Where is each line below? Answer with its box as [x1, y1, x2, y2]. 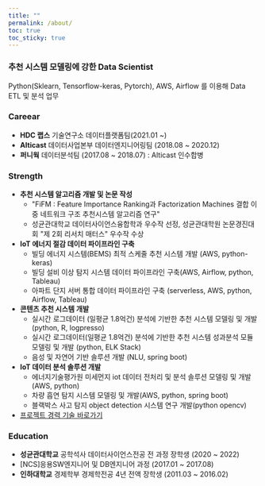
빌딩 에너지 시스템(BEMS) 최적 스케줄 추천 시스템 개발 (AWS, [31, 249, 221, 259]
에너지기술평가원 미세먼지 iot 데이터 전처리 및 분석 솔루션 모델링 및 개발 [31, 372, 252, 382]
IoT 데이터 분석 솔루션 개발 [19, 362, 102, 372]
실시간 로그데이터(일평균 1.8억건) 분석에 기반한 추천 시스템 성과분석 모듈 [31, 333, 254, 342]
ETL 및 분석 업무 [8, 91, 60, 100]
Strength [8, 170, 44, 181]
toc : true [8, 26, 41, 34]
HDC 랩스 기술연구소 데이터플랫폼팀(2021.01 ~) [19, 130, 167, 140]
